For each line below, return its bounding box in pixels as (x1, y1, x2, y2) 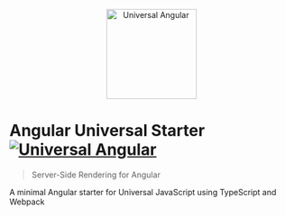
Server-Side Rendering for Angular (31, 169, 161, 180)
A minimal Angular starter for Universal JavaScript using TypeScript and (9, 186, 277, 197)
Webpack (9, 196, 45, 207)
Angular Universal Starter (9, 121, 206, 141)
